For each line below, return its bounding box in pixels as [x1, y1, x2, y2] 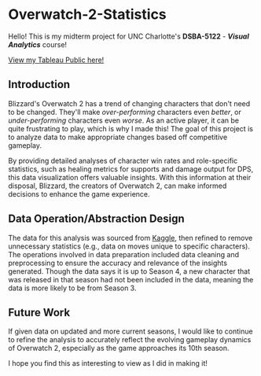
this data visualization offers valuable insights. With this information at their [8, 172, 252, 182]
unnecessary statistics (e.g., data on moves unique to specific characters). [8, 241, 250, 251]
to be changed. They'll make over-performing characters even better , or [8, 107, 242, 116]
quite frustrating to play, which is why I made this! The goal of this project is [8, 123, 254, 133]
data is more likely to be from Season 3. [8, 283, 137, 293]
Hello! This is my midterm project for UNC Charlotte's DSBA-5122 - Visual [8, 31, 249, 41]
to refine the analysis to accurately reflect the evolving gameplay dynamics [8, 335, 252, 345]
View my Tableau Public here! [8, 55, 105, 65]
